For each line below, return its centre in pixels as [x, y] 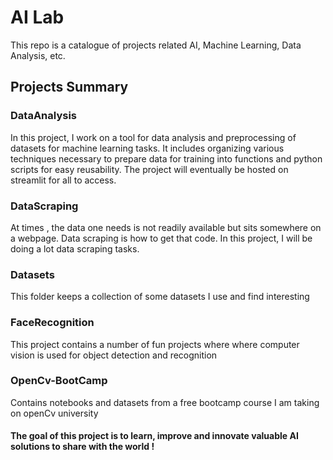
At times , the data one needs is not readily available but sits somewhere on [166, 227]
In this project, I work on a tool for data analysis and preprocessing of [153, 137]
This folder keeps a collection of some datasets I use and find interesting [160, 297]
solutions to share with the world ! [82, 447]
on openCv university [54, 413]
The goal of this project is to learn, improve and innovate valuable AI [154, 436]
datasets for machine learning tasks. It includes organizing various [147, 148]
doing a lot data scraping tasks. [75, 248]
